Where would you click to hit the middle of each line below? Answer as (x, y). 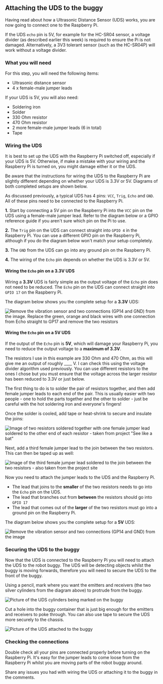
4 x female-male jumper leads (42, 88)
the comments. (20, 677)
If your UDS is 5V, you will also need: (42, 98)
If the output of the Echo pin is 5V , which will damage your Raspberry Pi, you (81, 343)
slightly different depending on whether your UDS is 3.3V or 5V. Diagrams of (81, 181)
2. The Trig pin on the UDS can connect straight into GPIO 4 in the (71, 230)
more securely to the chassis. (35, 620)
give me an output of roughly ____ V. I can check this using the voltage (75, 363)
